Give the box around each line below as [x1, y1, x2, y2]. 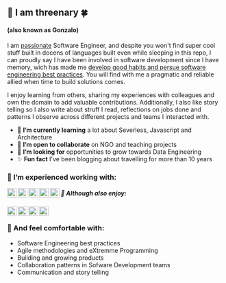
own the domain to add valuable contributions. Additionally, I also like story [7, 98, 218, 106]
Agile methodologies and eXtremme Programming [16, 246, 159, 254]
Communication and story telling [16, 268, 110, 276]
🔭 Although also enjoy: [60, 189, 127, 198]
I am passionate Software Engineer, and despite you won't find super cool [7, 41, 216, 49]
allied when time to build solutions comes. [7, 77, 125, 85]
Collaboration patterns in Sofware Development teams [16, 260, 171, 269]
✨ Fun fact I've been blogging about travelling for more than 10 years [16, 154, 212, 163]
